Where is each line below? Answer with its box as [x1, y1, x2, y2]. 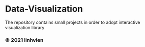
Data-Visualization [5, 3, 83, 15]
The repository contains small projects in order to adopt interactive [5, 19, 141, 25]
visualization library [5, 24, 45, 30]
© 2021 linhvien [5, 36, 44, 43]
